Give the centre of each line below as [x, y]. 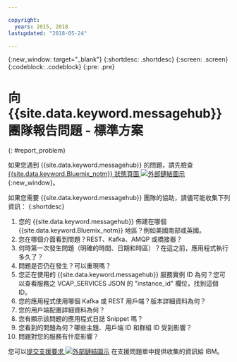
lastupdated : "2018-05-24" [48, 33]
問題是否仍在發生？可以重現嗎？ [65, 266]
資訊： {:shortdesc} [37, 206]
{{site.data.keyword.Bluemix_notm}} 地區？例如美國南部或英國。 [112, 230]
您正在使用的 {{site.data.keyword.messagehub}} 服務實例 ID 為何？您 [119, 275]
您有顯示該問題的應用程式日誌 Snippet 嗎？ [81, 319]
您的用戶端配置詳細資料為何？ [61, 310]
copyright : [24, 20]
